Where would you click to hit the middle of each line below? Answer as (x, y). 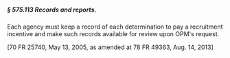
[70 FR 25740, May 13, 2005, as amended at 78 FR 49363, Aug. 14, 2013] (111, 47)
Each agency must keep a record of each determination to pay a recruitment (115, 27)
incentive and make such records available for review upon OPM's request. (113, 33)
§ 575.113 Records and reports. (52, 10)
